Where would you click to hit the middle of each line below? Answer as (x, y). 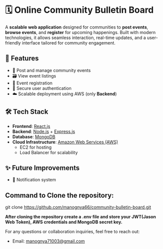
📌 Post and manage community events (51, 70)
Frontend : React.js (31, 126)
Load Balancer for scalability (49, 152)
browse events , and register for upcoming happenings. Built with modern (81, 32)
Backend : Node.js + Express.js (44, 131)
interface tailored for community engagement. (69, 42)
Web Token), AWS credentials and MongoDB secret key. (64, 222)
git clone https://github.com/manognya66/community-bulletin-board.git (78, 207)
